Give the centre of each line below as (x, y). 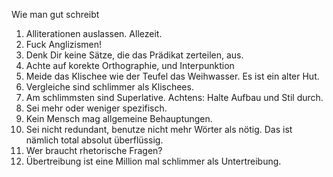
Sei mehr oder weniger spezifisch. (96, 108)
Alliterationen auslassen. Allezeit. (94, 33)
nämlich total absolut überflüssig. (94, 140)
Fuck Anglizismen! (64, 44)
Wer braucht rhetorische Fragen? (94, 150)
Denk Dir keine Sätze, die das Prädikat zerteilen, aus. (134, 55)
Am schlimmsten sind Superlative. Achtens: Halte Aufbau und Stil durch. (174, 97)
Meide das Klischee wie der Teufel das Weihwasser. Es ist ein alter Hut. (172, 76)
